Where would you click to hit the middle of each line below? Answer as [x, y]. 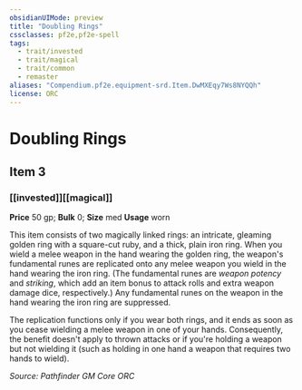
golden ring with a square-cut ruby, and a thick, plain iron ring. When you [146, 245]
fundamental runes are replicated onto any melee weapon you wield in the [148, 264]
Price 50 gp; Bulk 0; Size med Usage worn [90, 218]
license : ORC [34, 93]
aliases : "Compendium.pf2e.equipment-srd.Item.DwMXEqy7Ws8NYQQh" [135, 85]
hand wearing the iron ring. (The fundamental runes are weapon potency [146, 274]
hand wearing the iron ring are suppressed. [90, 302]
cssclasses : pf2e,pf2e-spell [64, 34]
